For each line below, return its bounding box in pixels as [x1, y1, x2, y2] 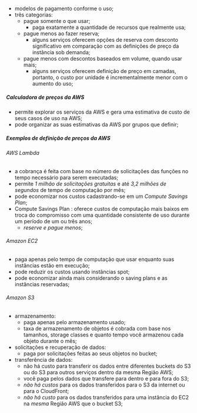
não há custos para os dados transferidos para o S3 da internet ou [23, 381, 185, 388]
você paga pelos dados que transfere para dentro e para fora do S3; [23, 375, 189, 382]
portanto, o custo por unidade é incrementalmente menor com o [32, 74, 188, 81]
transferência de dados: [14, 356, 73, 363]
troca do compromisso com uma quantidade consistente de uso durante [14, 212, 190, 219]
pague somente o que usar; [23, 18, 91, 24]
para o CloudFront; [23, 387, 69, 394]
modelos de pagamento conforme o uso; [14, 5, 113, 12]
